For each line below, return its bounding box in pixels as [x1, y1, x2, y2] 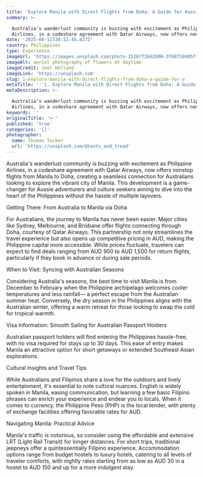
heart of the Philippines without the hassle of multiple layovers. [6, 192, 163, 199]
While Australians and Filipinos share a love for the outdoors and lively [6, 376, 181, 383]
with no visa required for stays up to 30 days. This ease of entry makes [6, 340, 184, 347]
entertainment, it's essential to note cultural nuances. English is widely [6, 382, 181, 389]
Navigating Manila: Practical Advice [6, 419, 95, 427]
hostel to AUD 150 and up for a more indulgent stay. [6, 464, 135, 471]
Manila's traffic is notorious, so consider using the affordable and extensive [6, 431, 194, 439]
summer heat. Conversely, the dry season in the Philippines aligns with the [6, 297, 192, 304]
